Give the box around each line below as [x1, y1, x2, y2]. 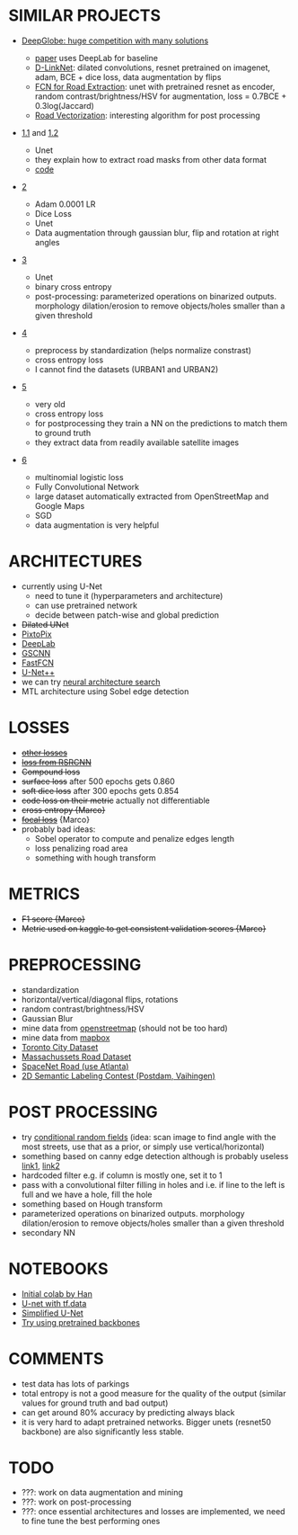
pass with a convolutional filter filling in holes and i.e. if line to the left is [21, 1179, 285, 1190]
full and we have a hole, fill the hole [21, 1189, 153, 1200]
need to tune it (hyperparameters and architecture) [34, 590, 223, 601]
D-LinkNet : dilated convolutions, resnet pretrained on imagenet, [34, 62, 271, 73]
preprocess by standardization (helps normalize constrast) [34, 344, 252, 355]
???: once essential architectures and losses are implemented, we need [21, 1506, 285, 1517]
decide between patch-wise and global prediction [34, 609, 219, 620]
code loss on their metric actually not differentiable [21, 795, 210, 806]
